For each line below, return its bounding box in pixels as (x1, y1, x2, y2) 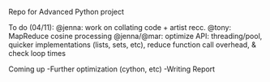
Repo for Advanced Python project (8, 7, 124, 16)
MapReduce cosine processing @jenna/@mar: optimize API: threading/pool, (8, 32, 263, 41)
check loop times (8, 49, 66, 58)
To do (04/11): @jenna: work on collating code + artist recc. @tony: (8, 23, 232, 32)
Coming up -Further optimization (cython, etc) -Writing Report (8, 64, 216, 74)
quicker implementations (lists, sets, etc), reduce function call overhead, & (8, 40, 257, 50)
